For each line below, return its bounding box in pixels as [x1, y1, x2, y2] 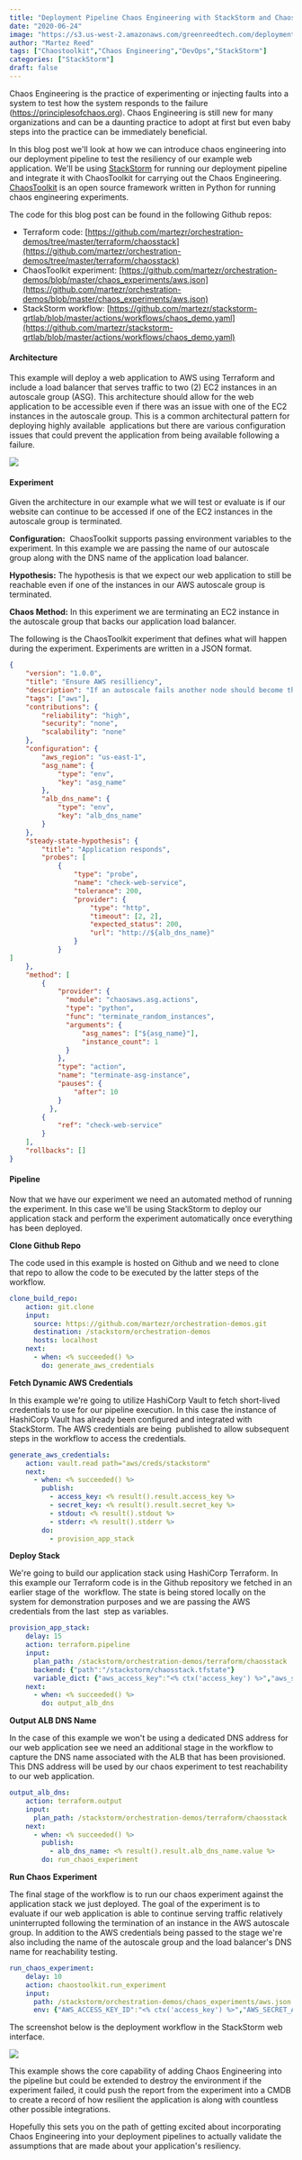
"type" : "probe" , [73, 870, 139, 879]
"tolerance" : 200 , [73, 886, 143, 896]
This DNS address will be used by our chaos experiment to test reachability [9, 1761, 289, 1772]
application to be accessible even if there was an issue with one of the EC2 [9, 402, 288, 412]
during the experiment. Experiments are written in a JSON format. [9, 643, 253, 654]
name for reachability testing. [9, 1947, 119, 1957]
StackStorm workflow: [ [22, 303, 111, 313]
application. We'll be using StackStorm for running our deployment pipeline [9, 163, 288, 174]
